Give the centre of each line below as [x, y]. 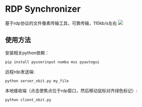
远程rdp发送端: [20, 71]
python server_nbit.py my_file [37, 81]
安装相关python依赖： [27, 53]
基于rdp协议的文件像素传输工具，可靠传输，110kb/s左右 [61, 23]
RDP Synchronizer [43, 9]
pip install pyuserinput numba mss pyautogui [52, 62]
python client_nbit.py [28, 100]
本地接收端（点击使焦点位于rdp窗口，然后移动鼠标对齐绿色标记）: [71, 90]
